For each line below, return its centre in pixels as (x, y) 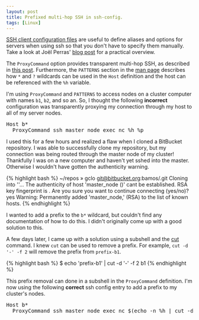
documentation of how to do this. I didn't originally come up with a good (94, 221)
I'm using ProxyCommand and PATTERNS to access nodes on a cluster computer (99, 94)
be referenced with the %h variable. (49, 83)
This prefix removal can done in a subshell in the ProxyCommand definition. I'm (99, 281)
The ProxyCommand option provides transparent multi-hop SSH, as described (98, 64)
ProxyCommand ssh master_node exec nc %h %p (78, 130)
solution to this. (25, 228)
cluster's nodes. (26, 294)
